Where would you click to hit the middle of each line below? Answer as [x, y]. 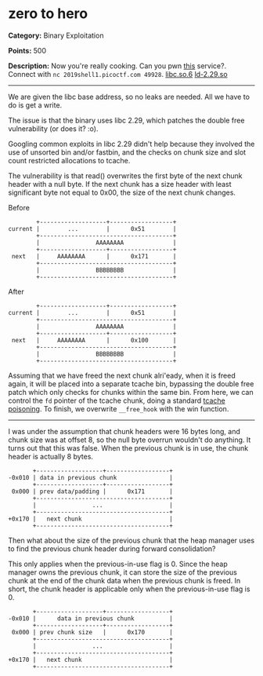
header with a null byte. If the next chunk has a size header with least [120, 184]
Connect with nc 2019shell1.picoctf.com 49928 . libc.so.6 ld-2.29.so [118, 74]
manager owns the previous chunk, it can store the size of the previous [122, 572]
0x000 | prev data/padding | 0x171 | [92, 491]
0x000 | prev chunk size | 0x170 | [92, 632]
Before [19, 207]
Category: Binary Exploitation [56, 35]
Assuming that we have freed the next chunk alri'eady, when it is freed [122, 375]
